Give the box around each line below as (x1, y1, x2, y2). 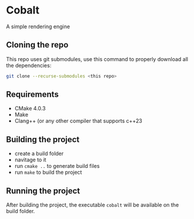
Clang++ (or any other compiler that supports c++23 (14, 117, 142, 124)
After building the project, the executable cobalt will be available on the (6, 201, 179, 208)
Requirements (6, 89, 59, 100)
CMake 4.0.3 (14, 105, 46, 112)
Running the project (6, 186, 81, 196)
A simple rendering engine (6, 23, 71, 30)
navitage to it (14, 156, 46, 163)
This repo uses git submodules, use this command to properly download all (6, 55, 189, 62)
